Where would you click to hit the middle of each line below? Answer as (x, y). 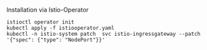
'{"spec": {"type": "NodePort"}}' (56, 40)
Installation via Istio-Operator (47, 10)
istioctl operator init (41, 22)
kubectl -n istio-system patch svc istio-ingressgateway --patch (103, 34)
